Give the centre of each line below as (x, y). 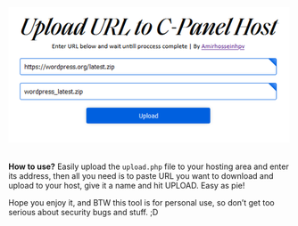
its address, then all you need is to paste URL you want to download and (141, 175)
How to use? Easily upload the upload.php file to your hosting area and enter (149, 166)
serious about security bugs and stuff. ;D (83, 212)
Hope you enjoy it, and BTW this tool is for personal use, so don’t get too (141, 202)
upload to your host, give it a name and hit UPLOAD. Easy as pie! (127, 185)
